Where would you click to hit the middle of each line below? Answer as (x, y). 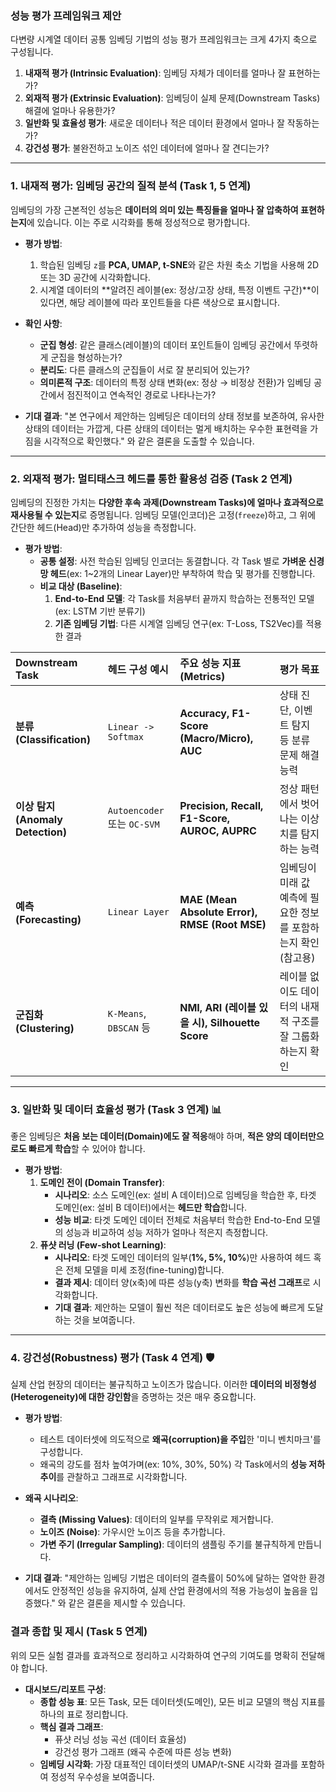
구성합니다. (61, 1452)
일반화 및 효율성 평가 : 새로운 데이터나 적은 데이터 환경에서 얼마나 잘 (154, 123)
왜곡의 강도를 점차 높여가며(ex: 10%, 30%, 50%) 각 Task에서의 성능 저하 (182, 1464)
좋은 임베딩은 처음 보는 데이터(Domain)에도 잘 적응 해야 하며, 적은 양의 (146, 1136)
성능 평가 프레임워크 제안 (66, 15)
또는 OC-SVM (133, 824)
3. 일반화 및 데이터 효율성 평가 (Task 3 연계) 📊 (116, 1109)
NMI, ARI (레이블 (218, 1007)
